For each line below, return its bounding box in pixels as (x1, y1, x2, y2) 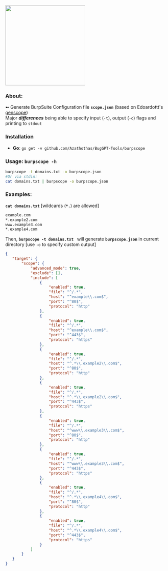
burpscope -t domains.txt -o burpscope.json (5, 169, 102, 174)
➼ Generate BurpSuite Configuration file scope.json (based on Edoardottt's (5, 104, 163, 110)
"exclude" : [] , (30, 270, 63, 276)
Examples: (5, 191, 32, 198)
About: (5, 92, 23, 99)
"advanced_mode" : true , (30, 266, 81, 271)
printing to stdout (5, 120, 42, 127)
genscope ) (5, 110, 28, 116)
